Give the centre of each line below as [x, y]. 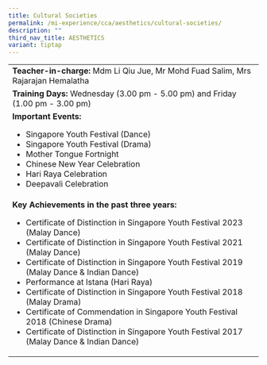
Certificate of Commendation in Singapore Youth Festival [132, 312]
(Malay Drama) [54, 302]
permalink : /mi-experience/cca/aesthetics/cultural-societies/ [115, 23]
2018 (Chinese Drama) [69, 322]
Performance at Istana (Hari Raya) [89, 282]
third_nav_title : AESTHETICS [56, 38]
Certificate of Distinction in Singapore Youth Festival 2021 [134, 243]
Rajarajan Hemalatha [51, 81]
